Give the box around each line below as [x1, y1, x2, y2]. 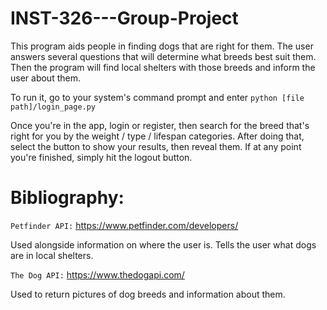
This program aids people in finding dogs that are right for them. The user [10, 40, 314, 52]
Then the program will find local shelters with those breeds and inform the [10, 61, 316, 73]
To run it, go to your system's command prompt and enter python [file [10, 91, 305, 103]
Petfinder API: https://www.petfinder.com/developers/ [10, 219, 239, 231]
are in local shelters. [10, 249, 94, 261]
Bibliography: [10, 187, 125, 209]
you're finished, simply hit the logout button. [10, 151, 193, 163]
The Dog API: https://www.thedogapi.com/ [10, 268, 185, 281]
